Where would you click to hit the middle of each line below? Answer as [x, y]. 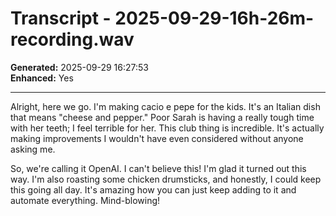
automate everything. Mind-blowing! [85, 200]
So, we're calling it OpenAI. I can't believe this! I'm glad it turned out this [158, 168]
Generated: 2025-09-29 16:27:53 [79, 67]
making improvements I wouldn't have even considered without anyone [157, 138]
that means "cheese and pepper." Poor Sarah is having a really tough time [162, 117]
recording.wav [72, 39]
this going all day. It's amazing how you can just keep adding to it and [153, 189]
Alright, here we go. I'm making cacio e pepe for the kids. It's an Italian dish [165, 106]
